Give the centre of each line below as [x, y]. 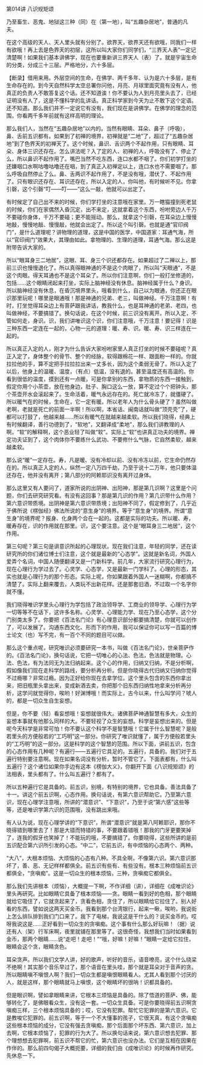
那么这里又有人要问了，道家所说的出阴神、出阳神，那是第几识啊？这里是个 [99, 488]
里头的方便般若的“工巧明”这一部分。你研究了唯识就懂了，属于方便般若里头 [104, 736]
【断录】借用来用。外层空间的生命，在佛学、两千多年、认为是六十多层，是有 [101, 78]
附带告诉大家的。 [27, 247]
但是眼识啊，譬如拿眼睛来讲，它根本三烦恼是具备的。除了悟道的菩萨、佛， [99, 995]
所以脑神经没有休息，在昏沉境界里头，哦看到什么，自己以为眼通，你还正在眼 [101, 290]
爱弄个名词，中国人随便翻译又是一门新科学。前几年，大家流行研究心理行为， [101, 561]
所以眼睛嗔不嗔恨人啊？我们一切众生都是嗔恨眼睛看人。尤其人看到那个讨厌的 [101, 974]
